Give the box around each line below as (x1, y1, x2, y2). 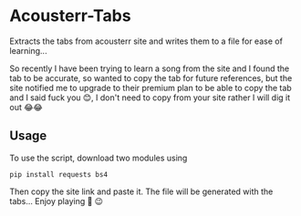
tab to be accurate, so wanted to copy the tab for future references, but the (9, 72, 293, 83)
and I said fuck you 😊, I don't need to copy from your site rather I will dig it (9, 92, 291, 103)
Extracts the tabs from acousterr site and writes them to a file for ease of (9, 36, 283, 46)
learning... (9, 45, 47, 56)
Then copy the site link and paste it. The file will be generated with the (9, 186, 274, 197)
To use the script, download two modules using (9, 152, 188, 163)
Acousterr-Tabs (9, 5, 131, 26)
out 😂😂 (9, 101, 43, 112)
